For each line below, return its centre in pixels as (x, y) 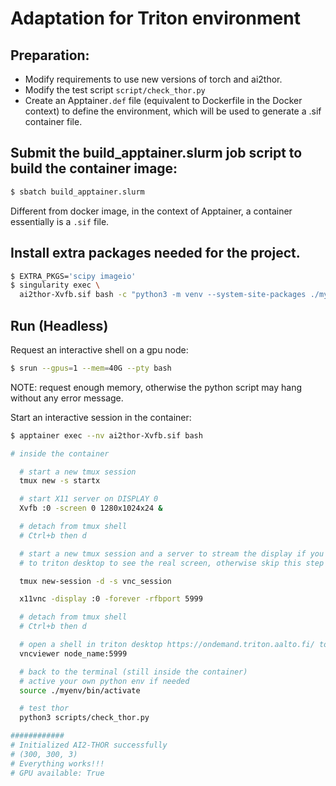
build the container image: (94, 168)
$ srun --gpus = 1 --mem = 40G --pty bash (91, 368)
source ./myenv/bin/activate (80, 690)
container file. (53, 121)
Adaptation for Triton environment (155, 18)
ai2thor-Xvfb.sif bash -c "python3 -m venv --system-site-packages (163, 295)
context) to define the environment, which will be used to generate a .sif (173, 111)
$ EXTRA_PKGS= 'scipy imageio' (73, 276)
